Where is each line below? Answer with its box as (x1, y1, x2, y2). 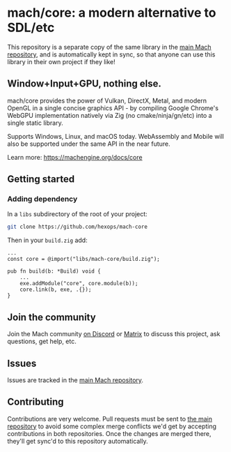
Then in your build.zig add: (7, 236, 88, 245)
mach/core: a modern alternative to (7, 5, 217, 21)
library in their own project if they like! (7, 57, 116, 66)
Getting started (7, 173, 75, 186)
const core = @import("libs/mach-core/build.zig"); (7, 256, 160, 263)
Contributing (7, 396, 64, 408)
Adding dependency (7, 194, 78, 204)
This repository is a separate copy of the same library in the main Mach (7, 43, 212, 51)
